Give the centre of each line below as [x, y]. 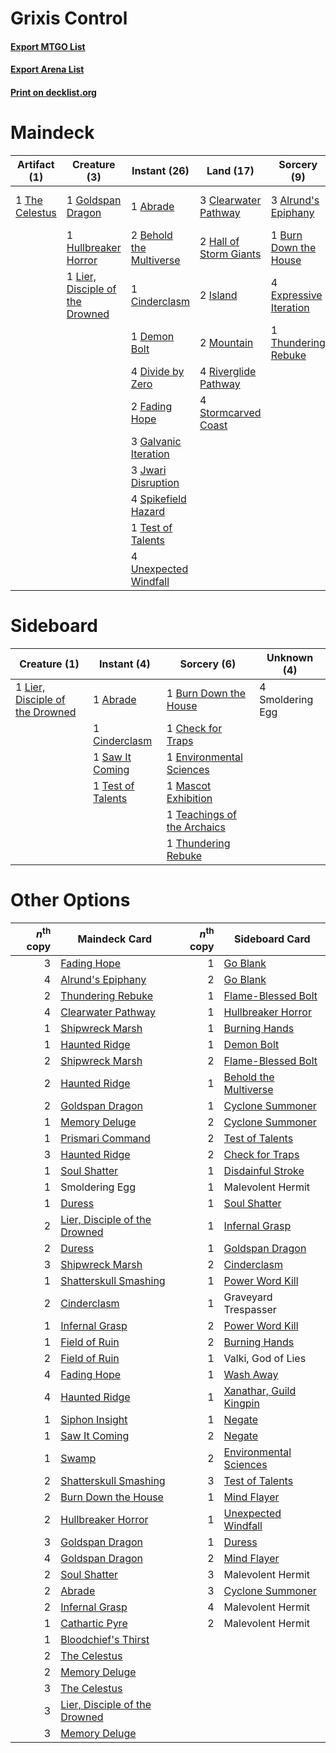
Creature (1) [49, 664]
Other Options [70, 900]
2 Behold [151, 235]
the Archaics [196, 827]
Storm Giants [230, 254]
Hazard [147, 511]
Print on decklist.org [53, 92]
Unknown [290, 657]
